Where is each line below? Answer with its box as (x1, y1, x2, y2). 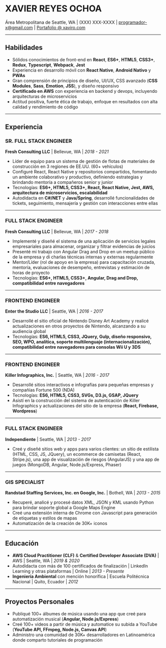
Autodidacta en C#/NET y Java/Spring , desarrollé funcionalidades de (12, 195, 155, 201)
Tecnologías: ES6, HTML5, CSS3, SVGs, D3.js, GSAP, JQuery (12, 392, 139, 398)
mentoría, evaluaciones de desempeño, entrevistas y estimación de (12, 264, 150, 270)
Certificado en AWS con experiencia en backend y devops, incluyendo (12, 88, 158, 94)
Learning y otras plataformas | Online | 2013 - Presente (12, 568, 124, 574)
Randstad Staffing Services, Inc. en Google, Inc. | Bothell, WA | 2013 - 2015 (5, 489, 161, 495)
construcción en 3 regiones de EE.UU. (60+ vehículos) (12, 163, 124, 169)
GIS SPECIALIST (5, 479, 44, 486)
